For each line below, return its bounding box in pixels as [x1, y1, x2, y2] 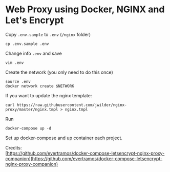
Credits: [5, 144, 22, 150]
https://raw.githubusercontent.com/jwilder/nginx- [16, 102, 127, 107]
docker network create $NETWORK [5, 83, 74, 89]
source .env [5, 79, 31, 84]
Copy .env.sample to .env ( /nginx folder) [5, 31, 91, 37]
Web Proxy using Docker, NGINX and [5, 4, 165, 15]
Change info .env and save [5, 50, 62, 56]
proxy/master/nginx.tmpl [5, 106, 58, 112]
